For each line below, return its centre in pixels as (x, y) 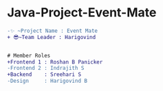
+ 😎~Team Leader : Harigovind (52, 37)
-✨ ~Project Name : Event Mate (53, 31)
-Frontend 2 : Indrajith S (46, 68)
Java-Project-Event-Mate (82, 13)
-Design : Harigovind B (47, 81)
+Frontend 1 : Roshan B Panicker (55, 62)
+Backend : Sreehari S (44, 75)
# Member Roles (29, 55)
